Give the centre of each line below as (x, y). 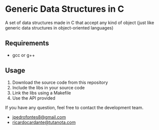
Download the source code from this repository (60, 82)
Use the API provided (34, 98)
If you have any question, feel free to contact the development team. (74, 107)
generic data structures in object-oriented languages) (59, 27)
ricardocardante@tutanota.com (44, 122)
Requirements (27, 43)
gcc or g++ (24, 55)
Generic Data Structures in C (65, 9)
